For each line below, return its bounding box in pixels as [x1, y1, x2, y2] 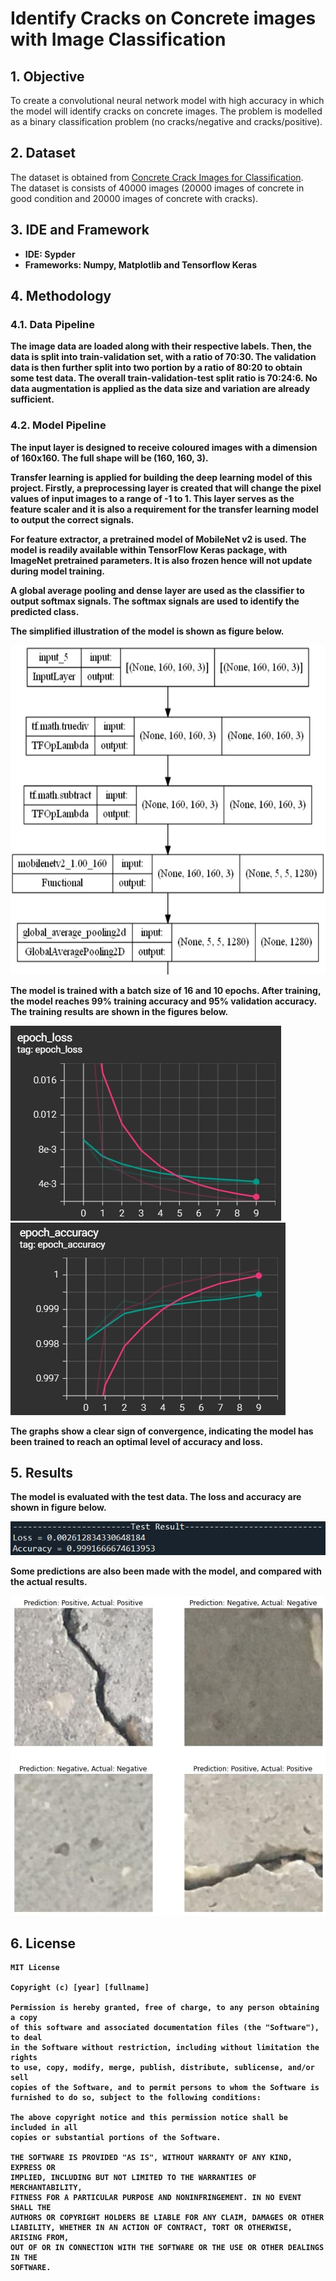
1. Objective [10, 68, 85, 85]
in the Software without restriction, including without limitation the [10, 2043, 320, 2053]
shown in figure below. [10, 1502, 107, 1514]
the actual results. [10, 1576, 88, 1588]
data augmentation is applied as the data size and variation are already [10, 383, 311, 395]
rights [10, 2053, 38, 2063]
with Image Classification [10, 28, 227, 51]
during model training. [10, 565, 105, 577]
